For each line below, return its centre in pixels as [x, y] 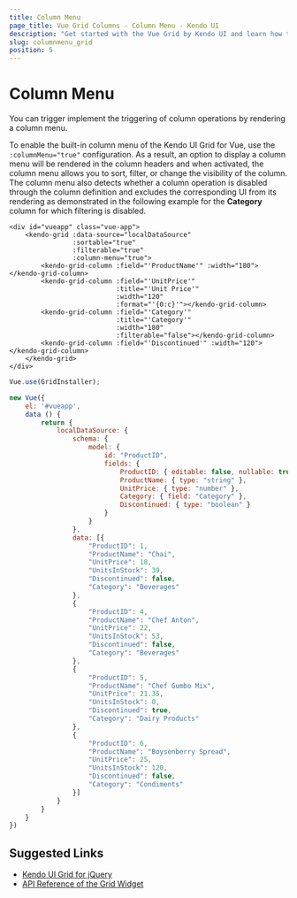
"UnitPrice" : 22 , [120, 628]
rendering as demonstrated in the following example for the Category [136, 202]
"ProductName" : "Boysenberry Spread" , [160, 752]
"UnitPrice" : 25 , [120, 760]
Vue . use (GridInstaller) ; [55, 382]
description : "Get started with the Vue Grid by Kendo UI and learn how [146, 34]
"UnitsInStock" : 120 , [128, 768]
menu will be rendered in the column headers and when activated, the [137, 164]
